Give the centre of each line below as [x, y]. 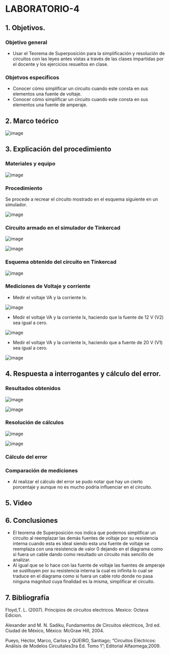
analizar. [21, 560]
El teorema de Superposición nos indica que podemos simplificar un [84, 533]
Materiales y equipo [30, 164]
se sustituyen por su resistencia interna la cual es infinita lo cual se [83, 571]
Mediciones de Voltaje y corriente [48, 286]
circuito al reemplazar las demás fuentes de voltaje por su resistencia [86, 538]
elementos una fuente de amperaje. [50, 105]
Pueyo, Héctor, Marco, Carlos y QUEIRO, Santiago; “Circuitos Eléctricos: [81, 641]
